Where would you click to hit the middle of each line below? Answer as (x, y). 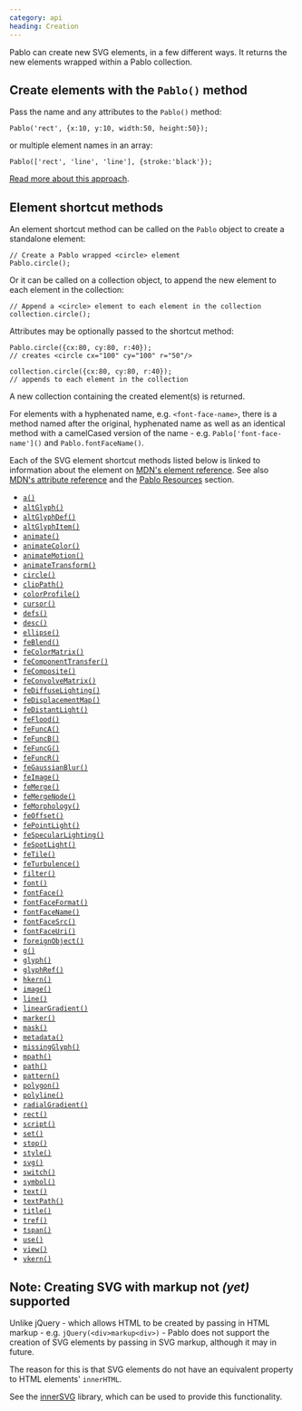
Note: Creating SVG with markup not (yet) (130, 1287)
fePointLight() (51, 826)
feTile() (39, 855)
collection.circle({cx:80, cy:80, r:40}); (91, 372)
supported (40, 1301)
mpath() (37, 1057)
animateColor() (51, 546)
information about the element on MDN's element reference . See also (139, 470)
